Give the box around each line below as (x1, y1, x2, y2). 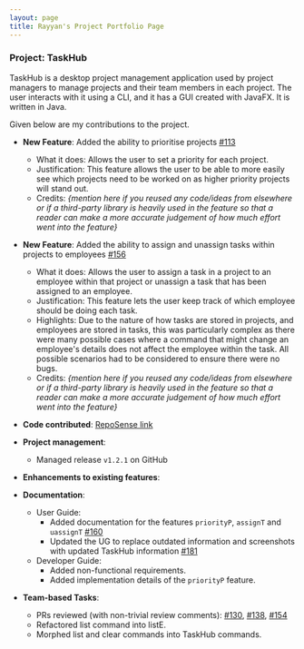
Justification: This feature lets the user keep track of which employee (35, 295, 296, 306)
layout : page (9, 13, 59, 23)
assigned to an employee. (35, 285, 133, 296)
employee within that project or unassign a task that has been (35, 276, 267, 287)
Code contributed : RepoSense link (22, 418, 153, 429)
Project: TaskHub (9, 52, 88, 64)
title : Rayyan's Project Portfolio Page (9, 22, 165, 31)
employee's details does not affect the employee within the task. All (35, 343, 289, 354)
